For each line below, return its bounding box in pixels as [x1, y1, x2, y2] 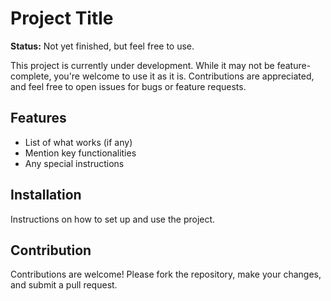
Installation [10, 187, 82, 204]
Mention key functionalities [24, 147, 137, 159]
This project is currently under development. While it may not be [10, 59, 275, 71]
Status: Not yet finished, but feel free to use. [10, 40, 195, 52]
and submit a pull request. [10, 279, 118, 291]
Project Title [10, 7, 114, 30]
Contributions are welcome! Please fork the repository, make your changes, [10, 268, 322, 281]
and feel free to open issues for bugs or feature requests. [10, 80, 247, 92]
